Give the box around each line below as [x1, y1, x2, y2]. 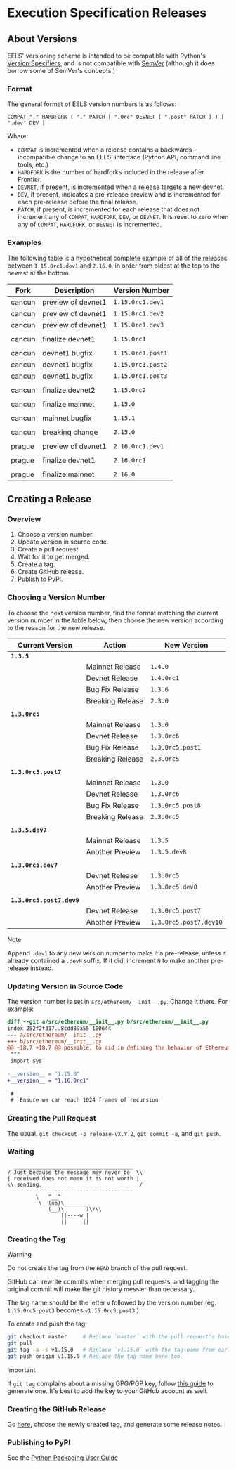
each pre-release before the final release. [17, 198, 138, 207]
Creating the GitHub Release [7, 1404, 107, 1413]
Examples [7, 237, 42, 247]
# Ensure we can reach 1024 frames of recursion [10, 1097, 159, 1104]
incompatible [17, 153, 55, 162]
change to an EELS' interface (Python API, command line [56, 153, 221, 162]
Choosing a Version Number [7, 592, 106, 602]
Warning [7, 1251, 32, 1259]
